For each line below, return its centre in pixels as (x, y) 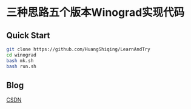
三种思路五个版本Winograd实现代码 (95, 12)
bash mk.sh (20, 61)
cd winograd (21, 55)
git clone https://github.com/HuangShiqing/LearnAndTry (78, 49)
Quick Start (28, 35)
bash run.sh (21, 66)
